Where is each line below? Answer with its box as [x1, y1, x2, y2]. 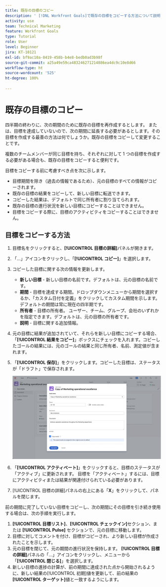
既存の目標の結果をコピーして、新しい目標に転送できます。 [12, 190, 133, 196]
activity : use [5, 18, 35, 23]
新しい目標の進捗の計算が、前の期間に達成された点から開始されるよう [12, 564, 156, 570]
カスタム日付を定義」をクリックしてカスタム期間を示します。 [35, 295, 160, 301]
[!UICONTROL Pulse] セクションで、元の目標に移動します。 [22, 527, 144, 533]
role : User [5, 40, 28, 45]
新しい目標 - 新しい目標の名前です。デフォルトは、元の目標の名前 [19, 276, 154, 282]
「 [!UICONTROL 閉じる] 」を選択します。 [12, 558, 96, 564]
